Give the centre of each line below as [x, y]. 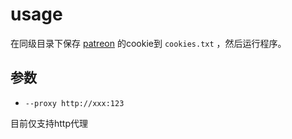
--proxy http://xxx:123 [74, 103]
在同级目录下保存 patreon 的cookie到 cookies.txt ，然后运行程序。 [148, 43]
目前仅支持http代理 [49, 123]
